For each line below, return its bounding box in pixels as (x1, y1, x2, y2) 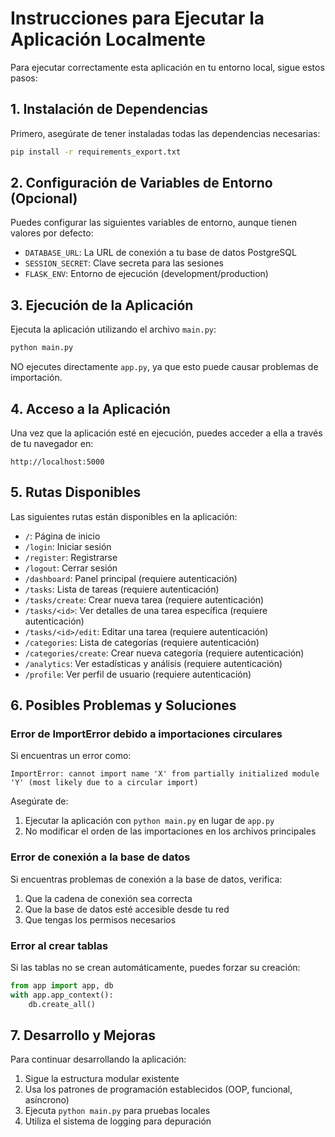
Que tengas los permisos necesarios (24, 913, 177, 926)
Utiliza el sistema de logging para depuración (24, 1115, 212, 1127)
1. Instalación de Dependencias (10, 101, 209, 118)
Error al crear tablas (10, 938, 109, 952)
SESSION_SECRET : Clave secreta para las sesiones (24, 257, 224, 269)
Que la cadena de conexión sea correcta (24, 892, 193, 904)
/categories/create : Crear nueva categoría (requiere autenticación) (24, 647, 305, 659)
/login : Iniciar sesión (24, 540, 112, 552)
